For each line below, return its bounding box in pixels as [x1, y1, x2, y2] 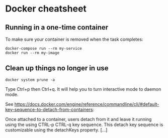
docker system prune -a [5, 77, 55, 82]
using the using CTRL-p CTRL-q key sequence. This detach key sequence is [5, 121, 163, 127]
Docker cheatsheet [5, 3, 87, 15]
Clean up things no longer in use [5, 64, 109, 73]
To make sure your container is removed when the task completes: [5, 36, 143, 42]
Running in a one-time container [5, 23, 109, 32]
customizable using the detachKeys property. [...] [5, 126, 108, 133]
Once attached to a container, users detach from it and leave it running [5, 116, 152, 122]
